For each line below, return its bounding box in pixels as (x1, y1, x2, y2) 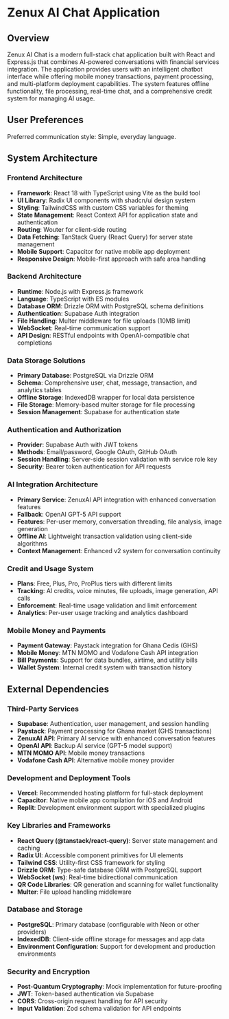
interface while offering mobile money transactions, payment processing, (7, 72, 214, 81)
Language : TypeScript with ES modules (16, 294, 130, 303)
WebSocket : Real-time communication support (16, 323, 151, 332)
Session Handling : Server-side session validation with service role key (16, 455, 217, 464)
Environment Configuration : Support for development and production (16, 942, 216, 950)
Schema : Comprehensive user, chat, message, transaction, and (16, 378, 197, 387)
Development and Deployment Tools (7, 773, 131, 782)
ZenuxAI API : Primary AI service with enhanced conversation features (16, 734, 216, 742)
